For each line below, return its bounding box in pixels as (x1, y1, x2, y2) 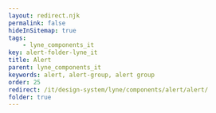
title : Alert (8, 56, 52, 64)
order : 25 (8, 78, 41, 86)
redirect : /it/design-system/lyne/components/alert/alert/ (8, 85, 209, 94)
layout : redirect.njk (8, 11, 81, 20)
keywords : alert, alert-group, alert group (8, 71, 155, 79)
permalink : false (8, 19, 66, 27)
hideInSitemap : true (8, 26, 77, 34)
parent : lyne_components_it (8, 64, 102, 72)
